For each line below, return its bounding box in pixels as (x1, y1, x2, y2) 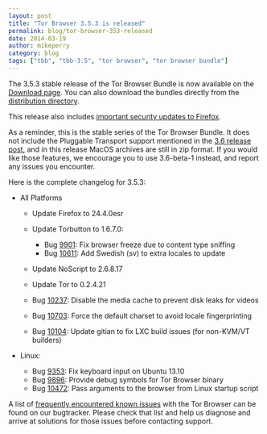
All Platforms (19, 193, 63, 202)
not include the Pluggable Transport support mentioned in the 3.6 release (8, 136, 252, 145)
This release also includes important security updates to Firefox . (8, 111, 221, 121)
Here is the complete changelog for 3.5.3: (8, 177, 146, 186)
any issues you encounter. (8, 161, 96, 171)
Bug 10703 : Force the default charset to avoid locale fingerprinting (31, 311, 252, 320)
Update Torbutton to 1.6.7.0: (31, 223, 124, 234)
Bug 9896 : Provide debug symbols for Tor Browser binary (31, 374, 224, 384)
